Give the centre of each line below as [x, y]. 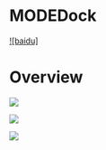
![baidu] [24, 41]
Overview [46, 77]
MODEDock [53, 16]
